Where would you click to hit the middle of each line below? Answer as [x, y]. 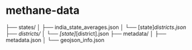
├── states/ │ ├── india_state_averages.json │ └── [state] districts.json [96, 27]
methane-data [43, 11]
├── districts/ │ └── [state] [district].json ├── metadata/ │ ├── [86, 33]
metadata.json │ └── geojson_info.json [55, 40]
